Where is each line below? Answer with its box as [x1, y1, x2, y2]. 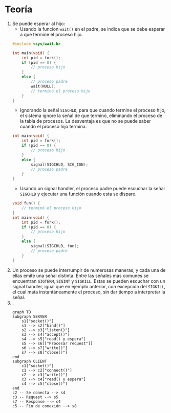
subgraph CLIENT [12, 359, 47, 364]
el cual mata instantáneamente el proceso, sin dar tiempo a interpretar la [12, 289, 165, 295]
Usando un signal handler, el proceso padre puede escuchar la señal [19, 186, 165, 192]
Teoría [5, 4, 33, 15]
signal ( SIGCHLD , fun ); [31, 244, 79, 249]
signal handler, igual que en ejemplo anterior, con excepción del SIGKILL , [12, 283, 166, 289]
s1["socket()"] [22, 318, 54, 324]
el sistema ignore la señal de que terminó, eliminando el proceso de [19, 112, 162, 119]
